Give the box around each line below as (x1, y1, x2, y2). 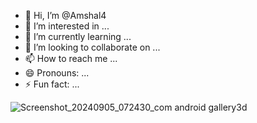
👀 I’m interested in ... (24, 20, 110, 32)
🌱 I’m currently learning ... (24, 31, 132, 42)
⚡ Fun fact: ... (24, 78, 80, 90)
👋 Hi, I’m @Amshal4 (24, 10, 107, 21)
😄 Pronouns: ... (24, 67, 90, 79)
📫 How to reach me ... (24, 53, 118, 64)
